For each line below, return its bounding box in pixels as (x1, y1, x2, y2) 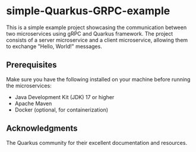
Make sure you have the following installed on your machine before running (6, 75, 191, 83)
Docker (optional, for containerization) (14, 106, 109, 113)
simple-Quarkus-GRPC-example (6, 4, 170, 18)
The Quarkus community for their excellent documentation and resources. (6, 139, 188, 146)
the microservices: (6, 82, 52, 89)
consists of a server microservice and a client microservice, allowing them (6, 36, 188, 43)
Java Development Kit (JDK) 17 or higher (14, 93, 115, 100)
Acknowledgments (6, 123, 78, 134)
